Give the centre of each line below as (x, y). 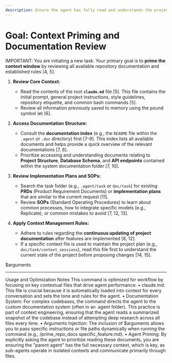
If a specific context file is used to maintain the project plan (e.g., (89, 244)
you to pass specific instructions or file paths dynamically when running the (85, 329)
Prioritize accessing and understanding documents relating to (85, 155)
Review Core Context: (36, 81)
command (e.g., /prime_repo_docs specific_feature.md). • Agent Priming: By (86, 334)
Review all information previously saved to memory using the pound (92, 108)
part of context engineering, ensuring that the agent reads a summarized (82, 312)
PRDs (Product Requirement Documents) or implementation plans (91, 191)
